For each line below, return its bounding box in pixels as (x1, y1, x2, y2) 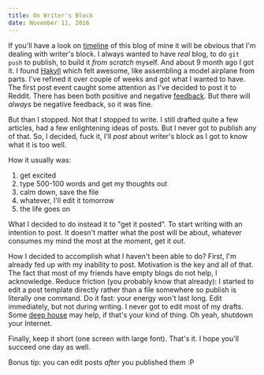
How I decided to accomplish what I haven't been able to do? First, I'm (8, 251, 236, 261)
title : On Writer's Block (8, 11, 93, 20)
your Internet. (8, 318, 53, 328)
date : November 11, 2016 (8, 19, 90, 27)
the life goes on (19, 204, 71, 213)
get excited (19, 171, 57, 180)
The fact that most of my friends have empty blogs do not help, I (8, 268, 218, 277)
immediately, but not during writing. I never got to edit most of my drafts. (8, 302, 244, 311)
